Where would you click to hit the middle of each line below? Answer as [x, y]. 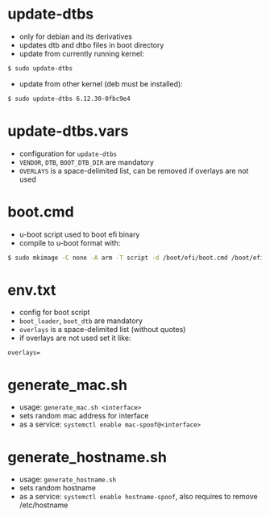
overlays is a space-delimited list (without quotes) [102, 330]
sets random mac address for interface [84, 416]
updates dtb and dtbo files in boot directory [91, 44]
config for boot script [54, 313]
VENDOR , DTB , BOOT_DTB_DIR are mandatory [87, 162]
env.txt [32, 290]
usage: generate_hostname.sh [68, 479]
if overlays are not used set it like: [75, 338]
